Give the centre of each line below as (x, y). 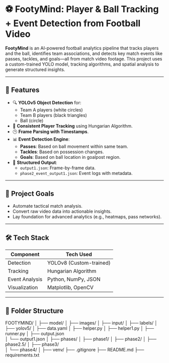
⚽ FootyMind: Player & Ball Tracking (82, 9)
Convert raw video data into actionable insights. (62, 211)
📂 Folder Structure (34, 311)
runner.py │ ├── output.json (35, 334)
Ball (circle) (32, 120)
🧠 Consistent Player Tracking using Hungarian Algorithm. (72, 126)
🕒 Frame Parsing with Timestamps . (51, 132)
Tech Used (79, 255)
